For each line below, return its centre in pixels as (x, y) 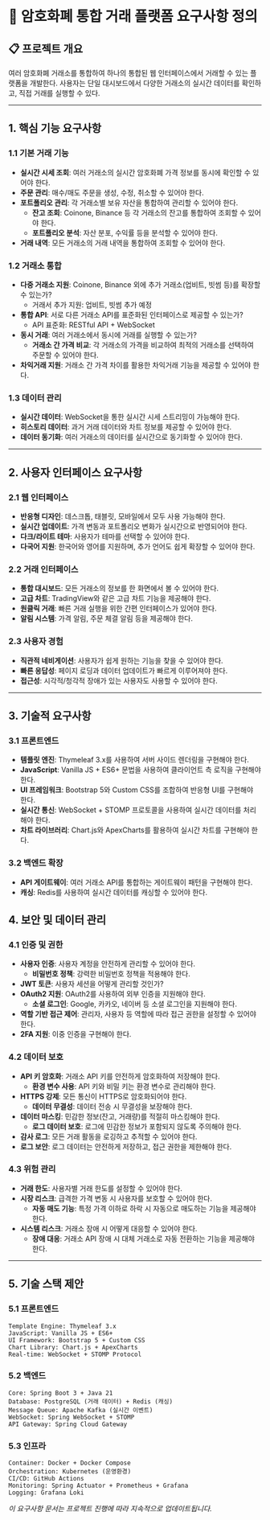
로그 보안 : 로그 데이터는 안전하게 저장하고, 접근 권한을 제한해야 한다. (126, 1146)
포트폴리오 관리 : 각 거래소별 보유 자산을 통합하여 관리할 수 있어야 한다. (129, 203)
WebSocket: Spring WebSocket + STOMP (72, 1417)
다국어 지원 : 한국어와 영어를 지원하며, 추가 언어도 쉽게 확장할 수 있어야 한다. (137, 546)
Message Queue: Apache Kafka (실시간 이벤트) (81, 1410)
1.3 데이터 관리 (35, 397)
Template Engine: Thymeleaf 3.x (62, 1326)
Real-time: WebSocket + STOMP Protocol (75, 1354)
